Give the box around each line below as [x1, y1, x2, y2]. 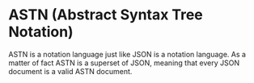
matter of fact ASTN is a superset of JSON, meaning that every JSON [8, 58, 240, 68]
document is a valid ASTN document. [8, 66, 133, 76]
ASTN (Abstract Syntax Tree [8, 6, 204, 24]
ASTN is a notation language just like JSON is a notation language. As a [8, 49, 247, 59]
